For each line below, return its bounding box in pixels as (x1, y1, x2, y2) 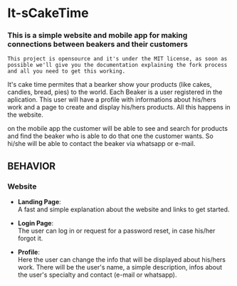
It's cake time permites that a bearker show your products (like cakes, (7, 80, 212, 89)
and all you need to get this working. (7, 68, 126, 75)
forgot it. (17, 234, 43, 243)
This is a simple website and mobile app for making (7, 31, 188, 41)
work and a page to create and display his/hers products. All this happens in (7, 103, 231, 112)
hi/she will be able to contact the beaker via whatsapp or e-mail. (7, 139, 196, 148)
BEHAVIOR (7, 160, 56, 172)
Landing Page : (17, 198, 62, 206)
